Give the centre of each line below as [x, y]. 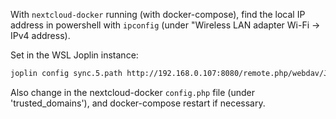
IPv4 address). [40, 35]
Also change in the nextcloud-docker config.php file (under [132, 92]
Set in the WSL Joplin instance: [74, 55]
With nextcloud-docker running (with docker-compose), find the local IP [158, 14]
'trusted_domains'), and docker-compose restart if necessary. [138, 103]
